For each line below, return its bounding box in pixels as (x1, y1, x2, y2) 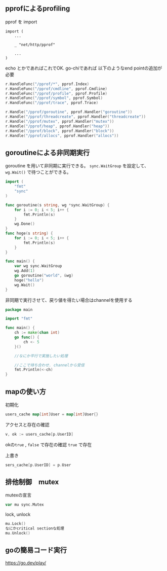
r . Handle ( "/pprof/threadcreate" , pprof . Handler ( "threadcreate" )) (5, 114, 146, 120)
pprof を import (5, 19, 37, 25)
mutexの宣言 (5, 492, 32, 498)
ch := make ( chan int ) (14, 330, 60, 335)
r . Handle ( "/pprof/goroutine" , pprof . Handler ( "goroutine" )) (5, 110, 133, 115)
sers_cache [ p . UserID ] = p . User (5, 462, 71, 468)
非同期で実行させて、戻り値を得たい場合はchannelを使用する (5, 297, 133, 303)
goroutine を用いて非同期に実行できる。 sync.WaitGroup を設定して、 (5, 163, 147, 169)
